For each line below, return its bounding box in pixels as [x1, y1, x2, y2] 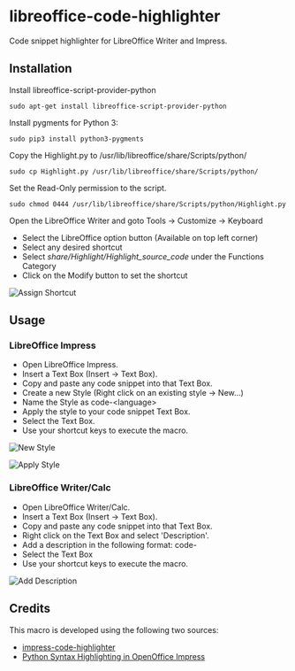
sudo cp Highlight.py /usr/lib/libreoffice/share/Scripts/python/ [9, 166, 259, 176]
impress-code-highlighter [21, 642, 117, 652]
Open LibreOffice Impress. [21, 359, 119, 370]
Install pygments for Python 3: [9, 117, 119, 127]
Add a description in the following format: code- [21, 539, 197, 550]
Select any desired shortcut [21, 242, 123, 252]
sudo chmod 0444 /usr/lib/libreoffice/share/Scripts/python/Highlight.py [9, 199, 287, 209]
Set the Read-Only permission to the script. [9, 182, 167, 193]
